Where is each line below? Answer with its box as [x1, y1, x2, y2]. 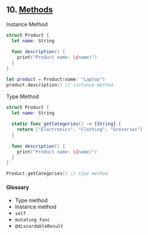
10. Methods [6, 5, 53, 15]
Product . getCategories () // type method [6, 170, 109, 177]
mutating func [14, 217, 50, 223]
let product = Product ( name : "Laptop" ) [6, 76, 106, 83]
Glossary [6, 184, 30, 191]
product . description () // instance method [6, 82, 113, 88]
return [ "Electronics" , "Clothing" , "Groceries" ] [17, 127, 143, 133]
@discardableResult [14, 224, 64, 230]
